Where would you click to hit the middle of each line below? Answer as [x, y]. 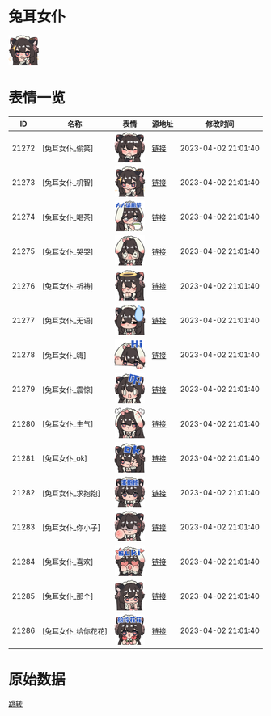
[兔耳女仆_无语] [68, 321]
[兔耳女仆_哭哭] [68, 251]
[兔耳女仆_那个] [68, 596]
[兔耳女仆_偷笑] [68, 148]
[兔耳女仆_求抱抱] [71, 493]
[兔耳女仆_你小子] [71, 527]
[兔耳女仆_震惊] [68, 390]
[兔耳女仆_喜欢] [68, 562]
